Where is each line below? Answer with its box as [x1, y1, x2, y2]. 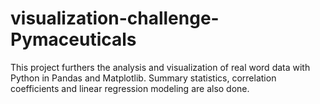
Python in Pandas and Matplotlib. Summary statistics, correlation [10, 72, 277, 84]
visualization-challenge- [10, 7, 220, 30]
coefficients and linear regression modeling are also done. [10, 82, 250, 94]
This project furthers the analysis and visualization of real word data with [10, 61, 311, 73]
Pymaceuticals [10, 28, 137, 51]
